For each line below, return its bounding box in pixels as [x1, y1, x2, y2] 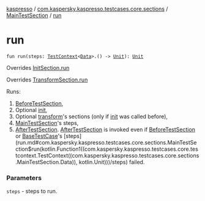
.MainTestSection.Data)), [15, 158, 78, 165]
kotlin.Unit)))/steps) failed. [78, 158, 145, 165]
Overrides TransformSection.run [6, 76, 88, 83]
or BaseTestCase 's [15, 132, 62, 140]
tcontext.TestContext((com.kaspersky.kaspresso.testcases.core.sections [15, 151, 199, 159]
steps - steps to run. [6, 188, 58, 195]
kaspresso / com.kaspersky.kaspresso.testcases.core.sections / [6, 6, 168, 12]
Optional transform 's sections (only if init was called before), [15, 113, 168, 120]
